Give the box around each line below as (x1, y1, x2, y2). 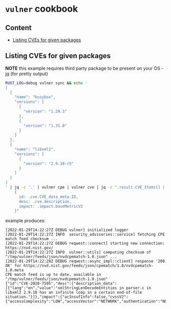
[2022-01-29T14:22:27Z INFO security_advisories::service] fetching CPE (5, 232, 165, 237)
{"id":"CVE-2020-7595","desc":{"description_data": (5, 281, 117, 286)
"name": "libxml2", (14, 147, 56, 152)
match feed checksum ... (5, 237, 58, 242)
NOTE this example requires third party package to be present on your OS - (5, 65, 164, 71)
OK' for (5, 263, 22, 268)
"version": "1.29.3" (23, 109, 67, 114)
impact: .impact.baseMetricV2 (18, 203, 83, 209)
